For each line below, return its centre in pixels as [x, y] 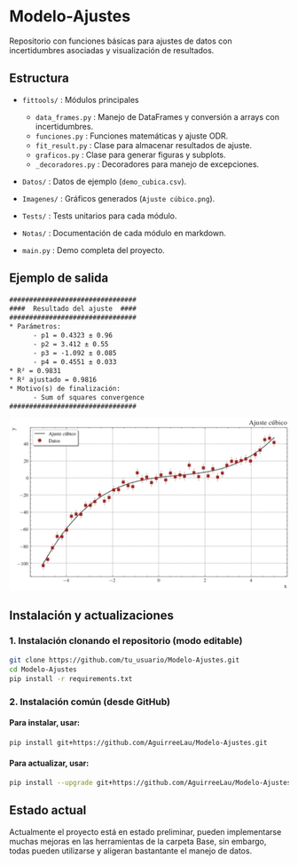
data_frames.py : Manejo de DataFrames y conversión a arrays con [157, 116]
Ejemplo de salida [59, 278]
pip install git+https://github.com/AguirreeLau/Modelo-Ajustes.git [138, 743]
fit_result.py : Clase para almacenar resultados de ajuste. [144, 145]
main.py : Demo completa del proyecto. [94, 250]
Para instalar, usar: [45, 723]
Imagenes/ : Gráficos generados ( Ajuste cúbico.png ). [118, 198]
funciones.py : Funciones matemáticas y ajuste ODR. [132, 136]
